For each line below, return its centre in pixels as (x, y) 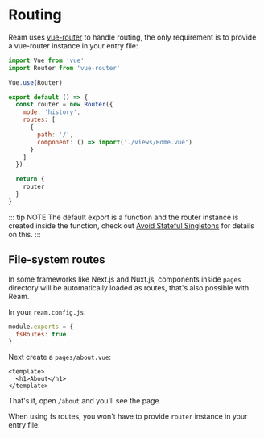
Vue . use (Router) (35, 82)
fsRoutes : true (41, 334)
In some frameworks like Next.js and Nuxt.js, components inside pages (125, 279)
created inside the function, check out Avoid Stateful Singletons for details (132, 225)
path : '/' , (56, 135)
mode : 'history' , (52, 112)
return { (30, 179)
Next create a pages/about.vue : (60, 357)
